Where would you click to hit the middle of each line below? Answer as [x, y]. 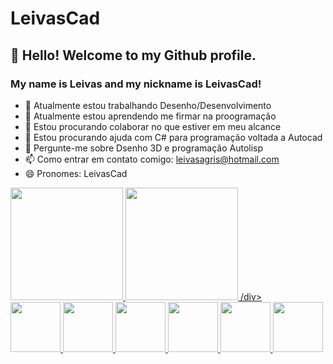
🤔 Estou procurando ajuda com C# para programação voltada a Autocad [173, 137]
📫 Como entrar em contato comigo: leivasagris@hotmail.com [152, 159]
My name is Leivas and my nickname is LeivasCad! [136, 84]
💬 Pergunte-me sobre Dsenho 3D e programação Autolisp [144, 148]
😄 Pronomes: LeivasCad [76, 173]
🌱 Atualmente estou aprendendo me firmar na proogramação [150, 116]
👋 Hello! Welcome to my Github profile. [133, 55]
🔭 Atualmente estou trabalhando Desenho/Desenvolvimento [148, 105]
